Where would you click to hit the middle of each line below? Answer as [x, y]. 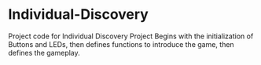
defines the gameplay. [44, 52]
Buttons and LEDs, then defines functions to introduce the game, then [121, 44]
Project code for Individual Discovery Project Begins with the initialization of [131, 36]
